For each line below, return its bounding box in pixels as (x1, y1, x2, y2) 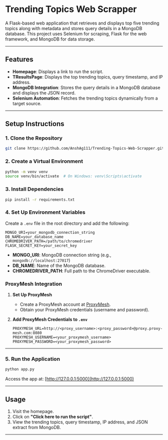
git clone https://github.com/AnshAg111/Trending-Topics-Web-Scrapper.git (5, 146, 164, 151)
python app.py (5, 367, 35, 372)
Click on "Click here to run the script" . (12, 414, 93, 420)
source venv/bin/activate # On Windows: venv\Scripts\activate (5, 174, 142, 179)
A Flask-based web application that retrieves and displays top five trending (5, 20, 159, 26)
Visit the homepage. (12, 408, 54, 414)
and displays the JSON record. (12, 90, 76, 96)
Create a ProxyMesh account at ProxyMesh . (19, 301, 111, 307)
